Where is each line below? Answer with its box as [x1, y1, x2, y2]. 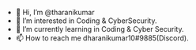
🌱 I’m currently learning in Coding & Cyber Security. [15, 25, 184, 33]
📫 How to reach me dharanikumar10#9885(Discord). [15, 33, 190, 43]
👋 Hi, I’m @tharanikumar [15, 8, 95, 17]
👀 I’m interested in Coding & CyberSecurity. [15, 16, 157, 25]
